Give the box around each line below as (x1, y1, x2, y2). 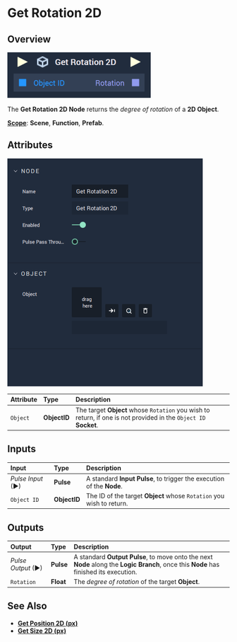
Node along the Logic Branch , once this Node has (73, 560, 220, 568)
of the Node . (85, 481, 123, 490)
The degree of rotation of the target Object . (73, 578, 200, 586)
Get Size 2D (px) (17, 626, 67, 635)
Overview (7, 33, 51, 45)
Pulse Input (10, 474, 44, 483)
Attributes (7, 139, 53, 151)
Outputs (7, 522, 44, 534)
